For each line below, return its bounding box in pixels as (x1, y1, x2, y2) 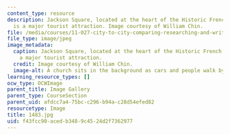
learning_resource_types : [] (7, 73, 90, 80)
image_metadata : (7, 42, 53, 48)
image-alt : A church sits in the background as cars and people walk (13, 67, 216, 74)
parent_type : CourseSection (7, 93, 88, 100)
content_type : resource (7, 10, 75, 17)
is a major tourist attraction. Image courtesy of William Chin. (13, 22, 204, 29)
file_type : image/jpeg (7, 35, 72, 42)
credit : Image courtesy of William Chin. (13, 61, 133, 67)
